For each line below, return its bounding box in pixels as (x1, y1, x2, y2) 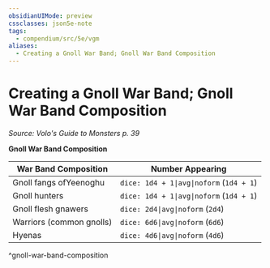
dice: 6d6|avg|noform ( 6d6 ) (120, 216, 225, 228)
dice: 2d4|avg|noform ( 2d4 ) (120, 203, 225, 215)
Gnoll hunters (12, 189, 64, 201)
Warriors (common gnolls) (12, 216, 113, 228)
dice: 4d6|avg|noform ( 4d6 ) (120, 229, 225, 240)
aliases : (8, 42, 38, 50)
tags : (8, 27, 27, 35)
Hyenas (12, 229, 42, 240)
